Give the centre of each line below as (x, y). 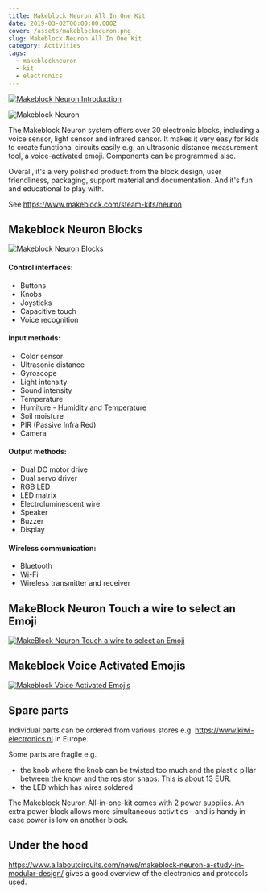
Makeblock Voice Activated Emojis (97, 666)
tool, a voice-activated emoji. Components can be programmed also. (122, 156)
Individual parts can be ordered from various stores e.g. (101, 730)
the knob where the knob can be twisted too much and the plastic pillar (138, 770)
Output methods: (37, 452)
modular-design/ (36, 873)
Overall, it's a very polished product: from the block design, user (115, 171)
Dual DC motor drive (54, 469)
